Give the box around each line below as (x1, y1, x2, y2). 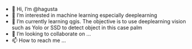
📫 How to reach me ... (11, 37, 66, 44)
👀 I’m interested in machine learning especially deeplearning (11, 12, 157, 19)
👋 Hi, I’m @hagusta (11, 6, 58, 12)
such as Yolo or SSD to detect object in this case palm (11, 24, 142, 31)
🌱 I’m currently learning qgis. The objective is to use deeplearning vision (11, 18, 186, 24)
